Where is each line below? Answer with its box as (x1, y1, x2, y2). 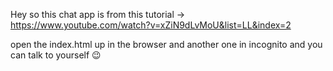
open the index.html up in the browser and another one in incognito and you (10, 39, 323, 50)
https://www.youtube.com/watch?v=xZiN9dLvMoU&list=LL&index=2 (10, 19, 292, 31)
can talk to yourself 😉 (10, 49, 102, 61)
